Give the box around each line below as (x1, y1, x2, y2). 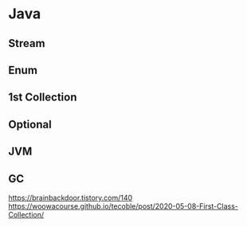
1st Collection (8, 91, 77, 104)
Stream (8, 37, 45, 50)
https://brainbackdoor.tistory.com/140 (8, 193, 133, 202)
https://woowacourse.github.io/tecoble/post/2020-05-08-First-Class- (8, 201, 239, 211)
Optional (8, 117, 52, 131)
